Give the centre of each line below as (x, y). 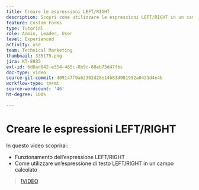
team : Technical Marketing (39, 50)
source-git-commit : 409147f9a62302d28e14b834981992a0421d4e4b (84, 78)
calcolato (26, 169)
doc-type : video (26, 72)
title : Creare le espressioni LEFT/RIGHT (58, 12)
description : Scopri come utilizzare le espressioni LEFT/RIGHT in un (95, 17)
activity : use (24, 45)
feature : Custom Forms (34, 23)
